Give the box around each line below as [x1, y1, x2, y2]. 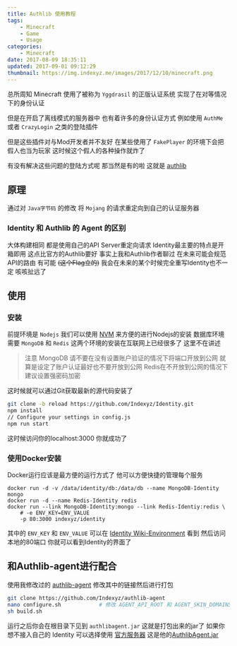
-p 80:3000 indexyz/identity [20, 516, 106, 523]
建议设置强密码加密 [24, 371, 81, 380]
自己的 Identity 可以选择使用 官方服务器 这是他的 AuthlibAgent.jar [31, 630, 219, 639]
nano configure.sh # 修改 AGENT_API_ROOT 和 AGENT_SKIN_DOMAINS [7, 601, 232, 608]
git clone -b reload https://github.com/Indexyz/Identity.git [7, 400, 194, 408]
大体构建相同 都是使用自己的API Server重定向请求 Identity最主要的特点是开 [7, 241, 224, 249]
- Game [20, 30, 39, 37]
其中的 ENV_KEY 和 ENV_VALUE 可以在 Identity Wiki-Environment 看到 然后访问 [7, 529, 226, 537]
